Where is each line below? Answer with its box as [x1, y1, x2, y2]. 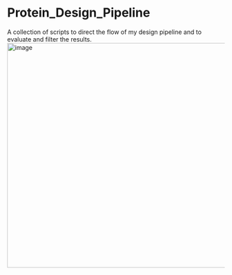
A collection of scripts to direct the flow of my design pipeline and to [7, 28, 202, 36]
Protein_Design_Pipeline [7, 5, 151, 21]
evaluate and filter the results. [7, 35, 92, 43]
